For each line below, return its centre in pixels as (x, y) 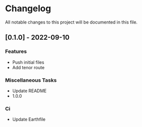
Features (16, 51)
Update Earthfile (29, 119)
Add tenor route (28, 67)
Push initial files (28, 62)
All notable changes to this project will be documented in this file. (71, 22)
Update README (29, 91)
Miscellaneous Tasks (31, 80)
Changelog (28, 9)
